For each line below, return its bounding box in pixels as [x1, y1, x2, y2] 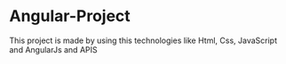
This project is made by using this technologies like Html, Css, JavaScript [9, 35, 278, 46]
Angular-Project [9, 6, 131, 26]
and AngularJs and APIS [9, 44, 98, 54]
